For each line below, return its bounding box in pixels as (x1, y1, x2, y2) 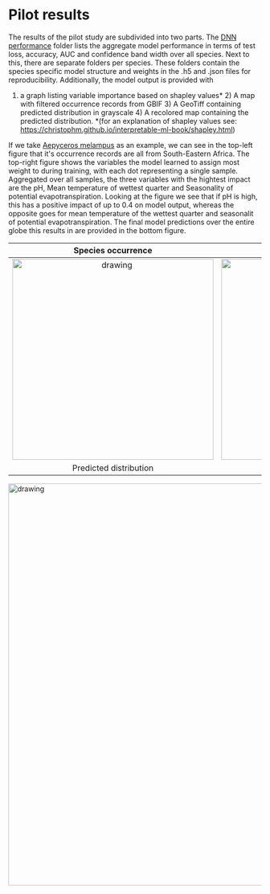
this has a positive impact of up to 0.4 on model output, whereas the (8, 199, 235, 210)
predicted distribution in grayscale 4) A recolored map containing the (19, 107, 249, 117)
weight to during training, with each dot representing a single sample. (8, 166, 239, 175)
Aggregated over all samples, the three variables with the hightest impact (8, 174, 251, 184)
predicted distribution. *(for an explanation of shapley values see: (19, 116, 237, 125)
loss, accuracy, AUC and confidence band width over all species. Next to (8, 49, 250, 59)
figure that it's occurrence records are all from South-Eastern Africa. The (8, 149, 250, 158)
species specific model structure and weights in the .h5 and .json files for (8, 66, 252, 76)
